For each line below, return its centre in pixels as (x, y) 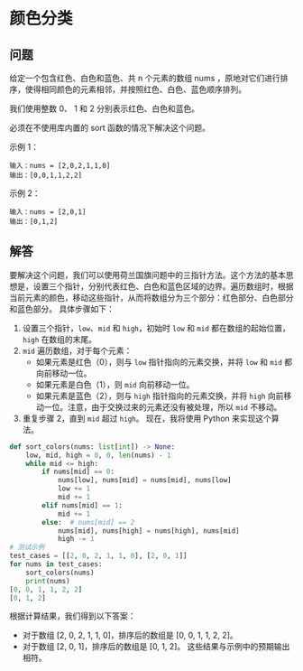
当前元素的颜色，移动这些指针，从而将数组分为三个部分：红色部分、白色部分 (151, 297)
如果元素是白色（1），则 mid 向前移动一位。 (115, 384)
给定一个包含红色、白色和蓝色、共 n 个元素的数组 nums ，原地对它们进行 (145, 78)
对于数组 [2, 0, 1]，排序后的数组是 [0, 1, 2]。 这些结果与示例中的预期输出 (156, 647)
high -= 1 (76, 539)
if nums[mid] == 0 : (78, 472)
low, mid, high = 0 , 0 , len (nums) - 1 (98, 455)
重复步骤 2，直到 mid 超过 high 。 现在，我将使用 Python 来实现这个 (147, 418)
